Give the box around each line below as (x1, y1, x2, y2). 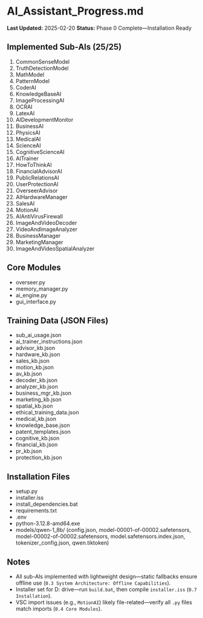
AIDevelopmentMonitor (15, 116, 74, 123)
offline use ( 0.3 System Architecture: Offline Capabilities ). (15, 579, 171, 586)
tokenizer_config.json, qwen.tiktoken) (15, 539, 109, 546)
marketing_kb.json (15, 396, 62, 403)
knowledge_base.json (15, 422, 70, 429)
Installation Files (7, 471, 70, 482)
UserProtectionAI (15, 180, 59, 187)
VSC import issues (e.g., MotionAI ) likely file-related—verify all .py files (15, 599, 193, 606)
